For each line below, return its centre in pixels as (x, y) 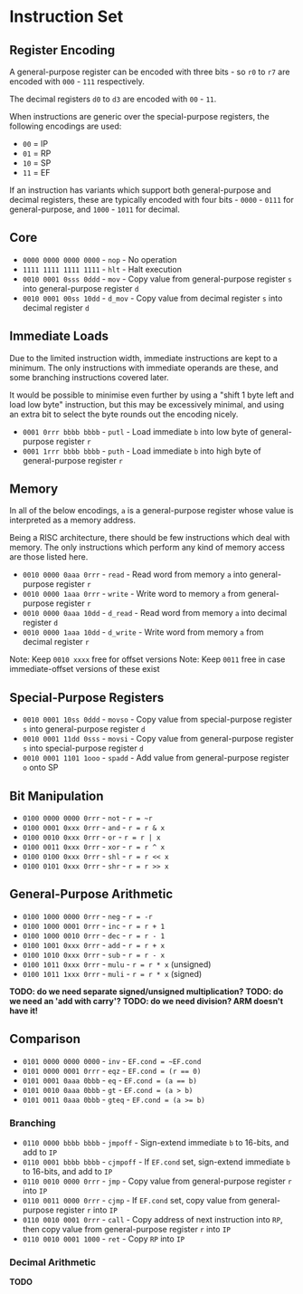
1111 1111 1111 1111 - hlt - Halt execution (102, 269)
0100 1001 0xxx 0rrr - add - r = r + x (94, 944)
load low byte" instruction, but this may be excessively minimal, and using (147, 404)
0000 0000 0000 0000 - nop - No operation (99, 259)
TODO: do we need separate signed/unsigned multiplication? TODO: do (146, 991)
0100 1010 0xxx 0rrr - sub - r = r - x (94, 954)
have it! (24, 1011)
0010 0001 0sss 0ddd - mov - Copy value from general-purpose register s (157, 279)
